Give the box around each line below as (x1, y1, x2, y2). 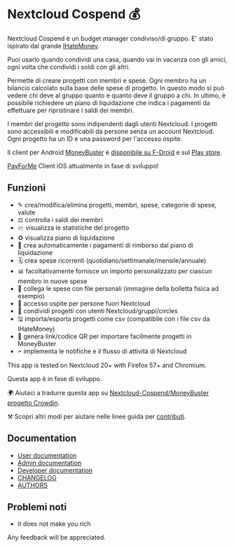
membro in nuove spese (17, 277, 88, 285)
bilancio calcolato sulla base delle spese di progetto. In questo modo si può (7, 83, 225, 92)
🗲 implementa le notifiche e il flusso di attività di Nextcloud (17, 347, 187, 355)
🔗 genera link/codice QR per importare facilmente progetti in (17, 331, 192, 341)
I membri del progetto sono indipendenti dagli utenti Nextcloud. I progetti (7, 119, 217, 128)
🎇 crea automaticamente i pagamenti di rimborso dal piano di (17, 240, 194, 249)
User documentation (17, 451, 77, 460)
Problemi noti (7, 501, 67, 513)
